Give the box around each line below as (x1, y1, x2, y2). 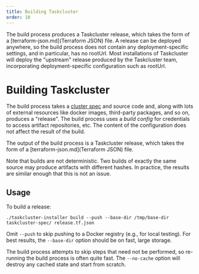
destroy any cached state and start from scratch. (6, 261, 126, 268)
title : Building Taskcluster (6, 8, 79, 15)
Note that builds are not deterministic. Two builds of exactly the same (6, 157, 177, 164)
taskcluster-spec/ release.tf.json (6, 220, 95, 226)
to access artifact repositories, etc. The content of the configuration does (6, 122, 186, 129)
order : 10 (6, 14, 31, 20)
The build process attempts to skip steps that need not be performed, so (6, 248, 185, 256)
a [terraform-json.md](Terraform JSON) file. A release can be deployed (6, 37, 181, 44)
